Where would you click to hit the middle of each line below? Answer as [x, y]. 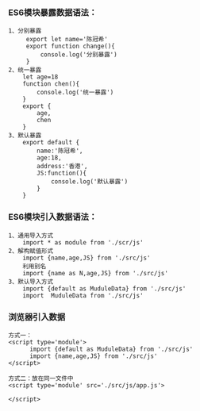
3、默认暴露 [25, 136]
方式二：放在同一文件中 [41, 378]
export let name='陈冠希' [67, 40]
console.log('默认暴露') [89, 182]
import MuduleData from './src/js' [83, 295]
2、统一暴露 [25, 70]
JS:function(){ [62, 173]
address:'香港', [62, 167]
